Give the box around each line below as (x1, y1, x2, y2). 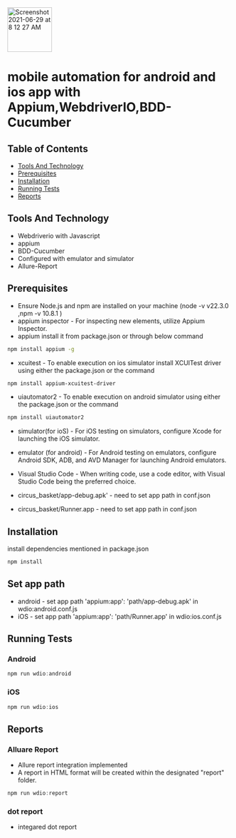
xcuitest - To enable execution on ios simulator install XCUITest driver (17, 358, 222, 367)
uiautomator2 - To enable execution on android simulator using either (17, 392, 221, 402)
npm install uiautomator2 (7, 414, 84, 421)
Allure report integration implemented (17, 761, 128, 770)
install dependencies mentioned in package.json (7, 545, 149, 553)
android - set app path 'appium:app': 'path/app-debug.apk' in (17, 597, 198, 605)
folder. (17, 776, 37, 785)
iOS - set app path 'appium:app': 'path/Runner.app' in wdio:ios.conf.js (17, 612, 222, 620)
